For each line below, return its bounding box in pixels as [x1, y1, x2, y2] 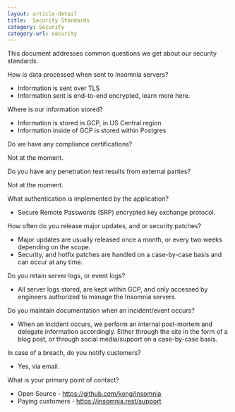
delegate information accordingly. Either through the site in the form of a [17, 327, 228, 336]
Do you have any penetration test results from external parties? [7, 167, 191, 176]
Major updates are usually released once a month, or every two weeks [17, 235, 222, 244]
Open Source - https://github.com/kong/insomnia [17, 389, 162, 398]
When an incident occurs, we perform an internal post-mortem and [17, 320, 213, 328]
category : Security [7, 23, 65, 30]
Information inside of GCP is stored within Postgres [17, 126, 167, 135]
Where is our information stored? [7, 105, 104, 113]
